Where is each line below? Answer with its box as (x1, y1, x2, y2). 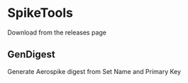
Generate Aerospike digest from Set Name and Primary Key (7, 67, 182, 75)
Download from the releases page (7, 28, 106, 37)
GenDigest (7, 49, 55, 60)
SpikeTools (7, 5, 73, 21)
